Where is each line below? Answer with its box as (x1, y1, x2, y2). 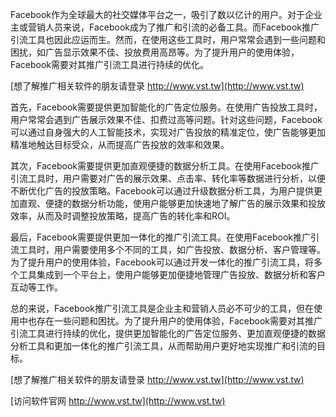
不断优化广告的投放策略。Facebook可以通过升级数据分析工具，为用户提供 (10, 185, 314, 197)
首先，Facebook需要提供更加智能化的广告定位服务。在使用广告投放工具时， (10, 101, 323, 113)
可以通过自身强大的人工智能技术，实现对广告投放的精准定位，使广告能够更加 (10, 126, 326, 138)
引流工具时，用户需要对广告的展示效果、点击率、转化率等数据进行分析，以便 (10, 173, 326, 184)
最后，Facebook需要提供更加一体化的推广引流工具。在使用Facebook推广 (10, 231, 311, 243)
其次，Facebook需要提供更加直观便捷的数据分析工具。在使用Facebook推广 (10, 160, 320, 172)
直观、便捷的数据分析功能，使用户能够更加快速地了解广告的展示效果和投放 (18, 198, 326, 209)
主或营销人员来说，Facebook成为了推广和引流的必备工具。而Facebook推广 (10, 21, 320, 33)
